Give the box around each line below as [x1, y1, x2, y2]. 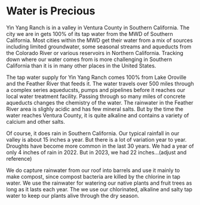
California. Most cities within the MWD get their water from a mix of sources [6, 36, 193, 44]
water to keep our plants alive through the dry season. [6, 192, 140, 199]
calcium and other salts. [6, 118, 66, 125]
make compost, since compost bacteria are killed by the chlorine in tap [6, 173, 181, 180]
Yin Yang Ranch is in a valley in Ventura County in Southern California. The [6, 24, 190, 31]
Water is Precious [6, 4, 96, 18]
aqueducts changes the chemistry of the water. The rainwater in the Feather [6, 99, 194, 106]
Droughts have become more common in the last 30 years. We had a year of [6, 142, 194, 149]
